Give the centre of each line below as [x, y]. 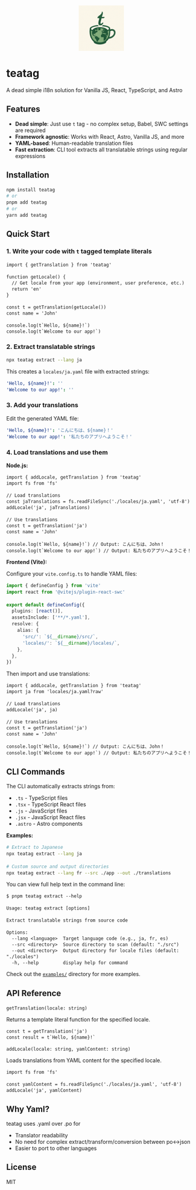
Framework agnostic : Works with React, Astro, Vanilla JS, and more [100, 136]
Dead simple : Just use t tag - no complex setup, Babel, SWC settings [102, 124]
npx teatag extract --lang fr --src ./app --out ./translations [89, 873]
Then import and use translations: [48, 674]
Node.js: [17, 465]
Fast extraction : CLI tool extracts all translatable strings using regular [101, 149]
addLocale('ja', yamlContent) [44, 1091]
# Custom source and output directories [58, 866]
